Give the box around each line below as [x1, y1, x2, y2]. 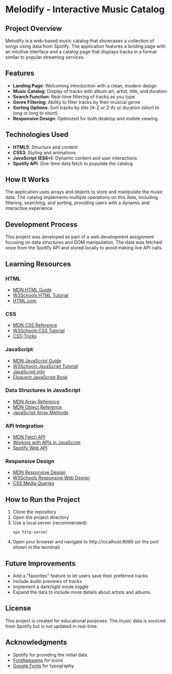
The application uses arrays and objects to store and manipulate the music [5, 189, 163, 195]
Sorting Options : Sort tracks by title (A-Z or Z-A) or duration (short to [12, 104, 160, 111]
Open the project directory [12, 514, 69, 520]
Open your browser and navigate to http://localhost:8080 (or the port [12, 539, 159, 545]
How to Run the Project [5, 495, 81, 504]
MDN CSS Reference [12, 322, 58, 329]
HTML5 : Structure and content [12, 144, 78, 150]
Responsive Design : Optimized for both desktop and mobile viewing [12, 115, 158, 121]
